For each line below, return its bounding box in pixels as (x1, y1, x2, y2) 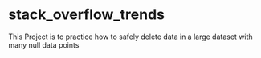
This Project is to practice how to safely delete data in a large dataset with (8, 32, 253, 41)
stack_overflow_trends (8, 6, 165, 24)
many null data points (8, 40, 80, 49)
